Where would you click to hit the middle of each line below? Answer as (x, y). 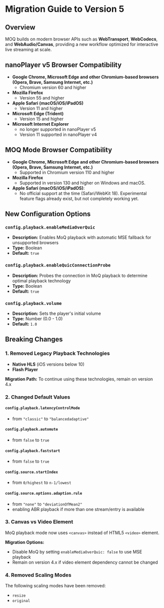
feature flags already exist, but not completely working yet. (79, 199)
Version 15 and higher (41, 119)
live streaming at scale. (28, 50)
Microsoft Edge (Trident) (38, 113)
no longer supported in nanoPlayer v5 (58, 129)
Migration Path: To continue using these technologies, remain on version (79, 379)
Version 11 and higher (41, 108)
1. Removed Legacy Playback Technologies (57, 353)
